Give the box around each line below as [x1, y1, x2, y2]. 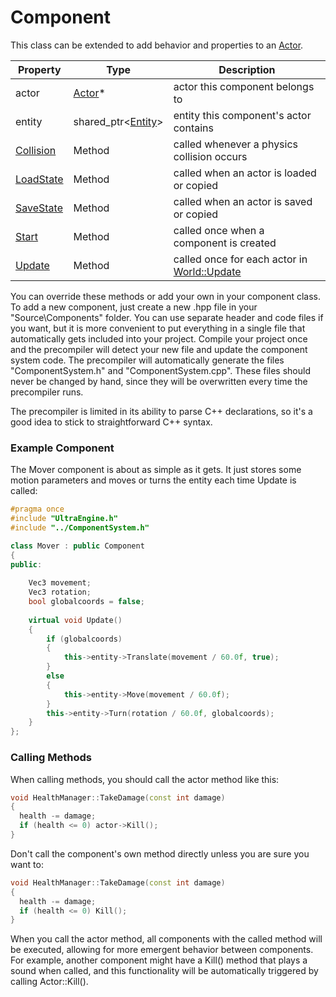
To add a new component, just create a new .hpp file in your [10, 301, 258, 313]
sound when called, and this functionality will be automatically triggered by [10, 965, 319, 977]
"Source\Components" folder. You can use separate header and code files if [10, 311, 324, 323]
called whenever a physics [173, 137, 299, 151]
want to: [10, 858, 44, 870]
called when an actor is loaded [173, 166, 317, 180]
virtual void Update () [28, 615, 123, 625]
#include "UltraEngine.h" [10, 514, 118, 524]
